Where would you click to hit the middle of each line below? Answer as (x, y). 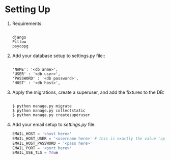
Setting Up (27, 9)
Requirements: (27, 23)
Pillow (19, 42)
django (19, 37)
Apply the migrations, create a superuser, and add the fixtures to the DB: (88, 92)
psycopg (20, 46)
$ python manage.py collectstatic (49, 111)
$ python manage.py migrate (42, 106)
